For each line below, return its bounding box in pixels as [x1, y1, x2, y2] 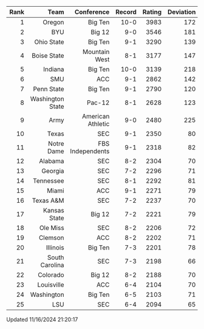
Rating [142, 8, 162, 16]
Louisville [37, 280, 65, 289]
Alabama [39, 157, 65, 165]
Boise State [32, 52, 65, 59]
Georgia [41, 167, 65, 175]
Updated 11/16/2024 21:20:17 [6, 316, 78, 323]
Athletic [87, 120, 110, 128]
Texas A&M [32, 197, 65, 205]
